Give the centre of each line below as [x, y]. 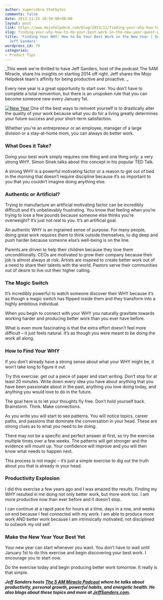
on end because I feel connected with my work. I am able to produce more [79, 514]
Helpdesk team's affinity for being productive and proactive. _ [67, 79]
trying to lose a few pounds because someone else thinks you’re [70, 215]
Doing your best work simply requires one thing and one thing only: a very [79, 156]
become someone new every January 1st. [47, 99]
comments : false [21, 14]
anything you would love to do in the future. [49, 392]
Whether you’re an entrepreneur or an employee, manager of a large [73, 128]
